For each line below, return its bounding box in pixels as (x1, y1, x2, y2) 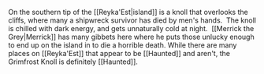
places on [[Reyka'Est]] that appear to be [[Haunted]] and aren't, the (8, 49, 231, 58)
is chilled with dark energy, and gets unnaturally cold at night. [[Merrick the (8, 24, 255, 33)
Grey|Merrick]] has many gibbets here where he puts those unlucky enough (8, 32, 255, 41)
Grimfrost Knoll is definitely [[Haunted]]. (8, 57, 138, 66)
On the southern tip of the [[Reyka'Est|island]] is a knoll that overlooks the (8, 8, 248, 16)
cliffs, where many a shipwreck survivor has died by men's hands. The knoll (8, 16, 256, 25)
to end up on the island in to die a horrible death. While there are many (8, 41, 237, 50)
